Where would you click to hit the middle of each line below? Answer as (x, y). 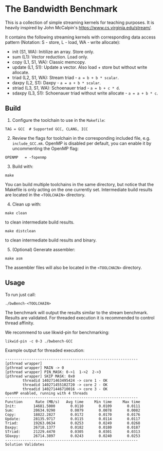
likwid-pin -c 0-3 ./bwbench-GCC (39, 341)
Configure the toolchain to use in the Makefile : (59, 120)
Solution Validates (25, 444)
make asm (14, 258)
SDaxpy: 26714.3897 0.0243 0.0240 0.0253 (72, 436)
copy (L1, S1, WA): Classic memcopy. (49, 62)
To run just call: (20, 294)
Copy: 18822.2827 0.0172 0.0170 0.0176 (72, 414)
